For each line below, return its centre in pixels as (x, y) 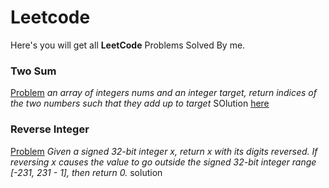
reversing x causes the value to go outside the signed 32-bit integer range (163, 162)
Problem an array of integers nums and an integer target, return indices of (163, 93)
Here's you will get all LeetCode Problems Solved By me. (128, 45)
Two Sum (33, 71)
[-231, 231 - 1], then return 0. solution (86, 172)
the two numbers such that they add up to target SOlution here (140, 103)
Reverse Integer (50, 129)
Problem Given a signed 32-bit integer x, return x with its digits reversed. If (164, 151)
